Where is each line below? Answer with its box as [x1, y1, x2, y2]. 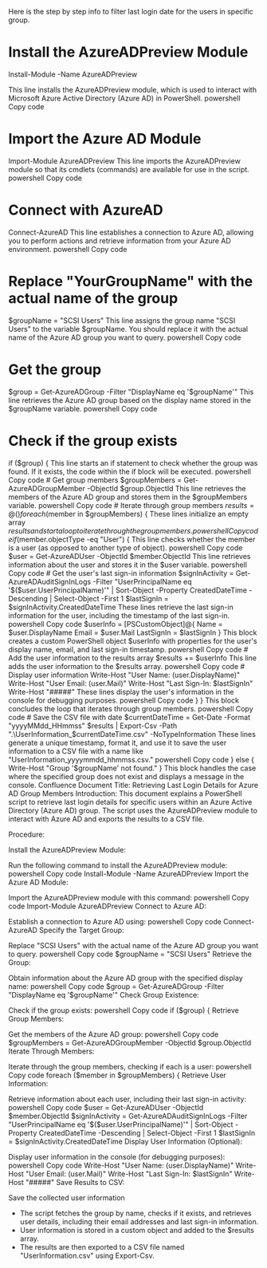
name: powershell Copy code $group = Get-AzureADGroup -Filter [8, 981, 225, 991]
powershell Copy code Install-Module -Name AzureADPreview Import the [8, 868, 249, 878]
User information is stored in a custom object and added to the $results [19, 1225, 255, 1235]
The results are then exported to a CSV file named [19, 1242, 185, 1251]
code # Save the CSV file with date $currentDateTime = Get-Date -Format [8, 712, 251, 722]
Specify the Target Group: [39, 925, 125, 935]
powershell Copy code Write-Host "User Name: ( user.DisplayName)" [8, 1160, 234, 1170]
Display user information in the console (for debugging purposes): [8, 1152, 226, 1161]
